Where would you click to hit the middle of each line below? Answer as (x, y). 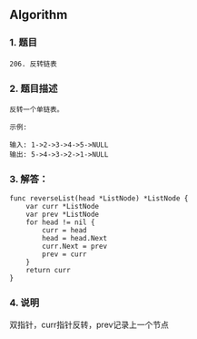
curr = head (65, 231)
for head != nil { (60, 222)
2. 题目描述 (34, 88)
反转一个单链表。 (37, 109)
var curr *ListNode (63, 207)
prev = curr (65, 254)
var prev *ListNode (63, 215)
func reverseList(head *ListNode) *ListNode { (99, 199)
